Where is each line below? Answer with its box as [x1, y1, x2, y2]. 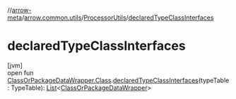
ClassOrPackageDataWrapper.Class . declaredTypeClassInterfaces [7, 76, 199, 84]
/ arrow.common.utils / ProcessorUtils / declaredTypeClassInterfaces [21, 13, 214, 22]
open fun [7, 68, 34, 77]
